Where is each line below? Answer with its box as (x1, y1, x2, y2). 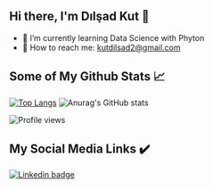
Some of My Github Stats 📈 (9, 69, 166, 85)
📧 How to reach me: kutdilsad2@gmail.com (21, 42, 181, 53)
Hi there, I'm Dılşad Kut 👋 (9, 9, 150, 24)
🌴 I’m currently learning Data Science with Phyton (21, 32, 205, 43)
